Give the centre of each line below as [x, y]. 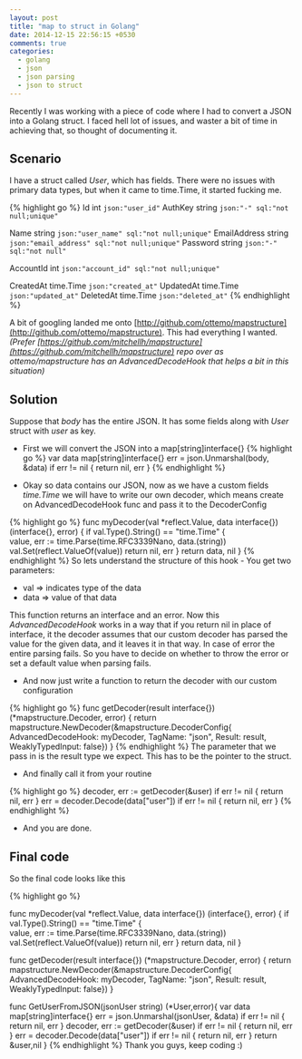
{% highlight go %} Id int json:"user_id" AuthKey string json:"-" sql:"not [149, 208]
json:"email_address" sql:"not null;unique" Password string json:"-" [144, 243]
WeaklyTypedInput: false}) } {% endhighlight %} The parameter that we [143, 747]
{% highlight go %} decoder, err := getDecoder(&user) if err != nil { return [146, 792]
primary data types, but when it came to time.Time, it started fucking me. [146, 190]
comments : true [38, 43]
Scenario [35, 159]
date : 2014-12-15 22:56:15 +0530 [73, 34]
